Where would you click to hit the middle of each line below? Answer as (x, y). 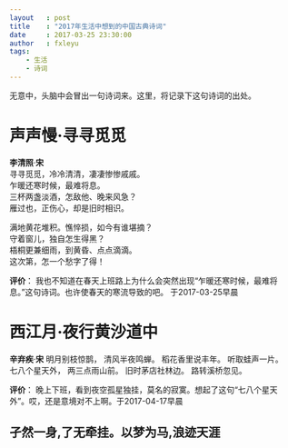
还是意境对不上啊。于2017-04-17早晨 (114, 401)
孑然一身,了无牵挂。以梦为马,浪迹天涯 (115, 433)
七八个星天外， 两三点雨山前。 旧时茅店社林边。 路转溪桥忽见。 (128, 370)
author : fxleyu (44, 43)
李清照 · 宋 (27, 162)
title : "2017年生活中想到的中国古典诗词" (88, 26)
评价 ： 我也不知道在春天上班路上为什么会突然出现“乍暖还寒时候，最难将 (144, 280)
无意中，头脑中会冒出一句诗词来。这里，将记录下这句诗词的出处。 (133, 95)
